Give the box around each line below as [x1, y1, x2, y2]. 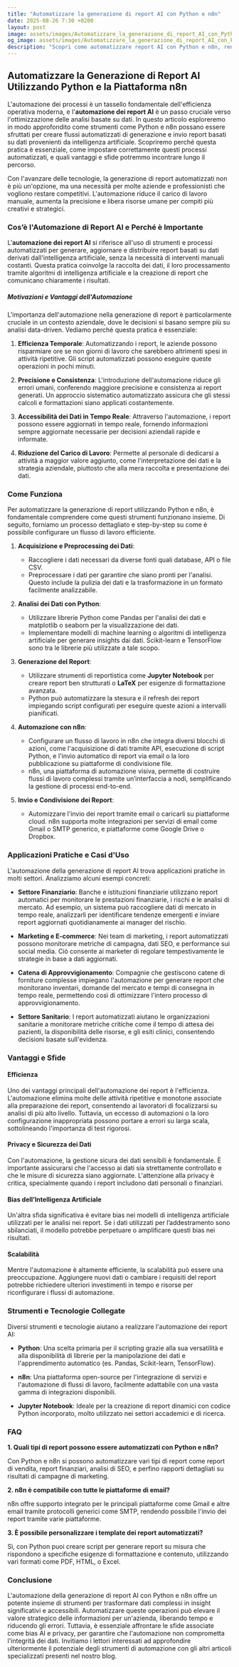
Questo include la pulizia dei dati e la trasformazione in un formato [28, 578, 223, 587]
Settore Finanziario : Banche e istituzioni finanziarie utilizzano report [17, 888, 218, 896]
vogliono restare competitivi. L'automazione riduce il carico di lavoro [7, 189, 208, 198]
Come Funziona [7, 489, 63, 499]
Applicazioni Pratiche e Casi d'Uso [7, 850, 129, 860]
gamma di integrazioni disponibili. [17, 1387, 117, 1396]
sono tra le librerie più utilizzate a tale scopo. [28, 643, 160, 652]
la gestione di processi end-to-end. [28, 782, 132, 791]
